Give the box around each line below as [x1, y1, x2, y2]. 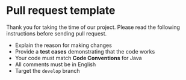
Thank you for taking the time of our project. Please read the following [6, 23, 181, 31]
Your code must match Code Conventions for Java [14, 54, 143, 61]
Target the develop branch [14, 67, 80, 74]
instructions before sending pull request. [6, 29, 107, 37]
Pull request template [6, 4, 116, 17]
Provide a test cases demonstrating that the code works [14, 48, 155, 55]
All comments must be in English [14, 61, 96, 68]
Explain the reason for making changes [14, 42, 113, 49]
